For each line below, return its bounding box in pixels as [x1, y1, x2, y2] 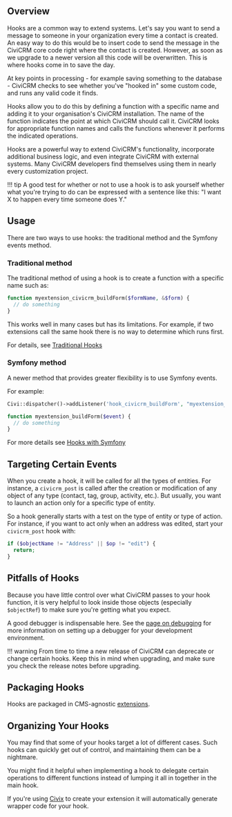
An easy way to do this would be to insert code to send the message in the [7, 38, 220, 47]
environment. [7, 633, 45, 642]
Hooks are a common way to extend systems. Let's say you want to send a [7, 24, 220, 32]
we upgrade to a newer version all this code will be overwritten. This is [7, 53, 208, 62]
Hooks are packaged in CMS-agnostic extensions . [7, 700, 151, 708]
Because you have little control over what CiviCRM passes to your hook [7, 591, 211, 599]
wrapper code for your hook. [7, 802, 89, 810]
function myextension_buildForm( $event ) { [7, 413, 131, 420]
